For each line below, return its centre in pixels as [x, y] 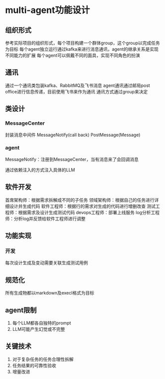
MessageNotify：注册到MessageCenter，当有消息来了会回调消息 [72, 159]
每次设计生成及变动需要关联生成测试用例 [46, 263]
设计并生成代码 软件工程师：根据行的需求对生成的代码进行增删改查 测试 [82, 206]
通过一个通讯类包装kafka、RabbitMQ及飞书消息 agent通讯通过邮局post [78, 85]
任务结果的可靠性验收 [34, 365]
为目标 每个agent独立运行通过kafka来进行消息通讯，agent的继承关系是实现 [82, 49]
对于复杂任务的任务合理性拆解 [43, 359]
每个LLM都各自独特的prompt [41, 323]
